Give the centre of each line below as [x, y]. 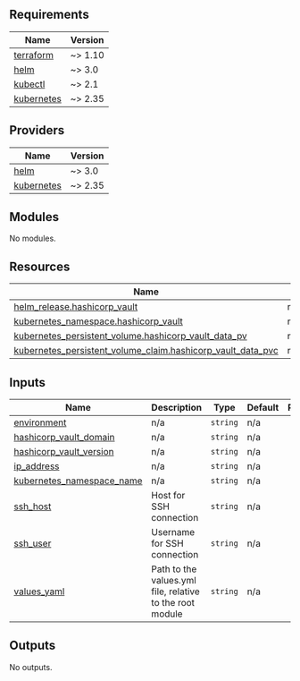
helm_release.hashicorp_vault [76, 307]
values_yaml [39, 592]
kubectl [29, 84]
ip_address [37, 466]
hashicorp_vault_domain [64, 438]
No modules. [33, 238]
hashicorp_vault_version [64, 452]
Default [263, 408]
